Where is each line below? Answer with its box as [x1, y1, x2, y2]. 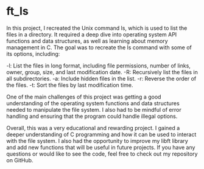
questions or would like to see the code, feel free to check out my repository [6, 150, 198, 157]
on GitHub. [6, 156, 33, 164]
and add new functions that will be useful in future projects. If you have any [6, 143, 195, 151]
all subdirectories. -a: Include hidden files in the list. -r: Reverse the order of [6, 75, 197, 82]
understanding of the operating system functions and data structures [6, 99, 180, 107]
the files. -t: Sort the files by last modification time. [6, 81, 133, 89]
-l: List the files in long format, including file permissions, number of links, [6, 62, 191, 69]
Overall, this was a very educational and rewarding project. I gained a [6, 124, 180, 131]
